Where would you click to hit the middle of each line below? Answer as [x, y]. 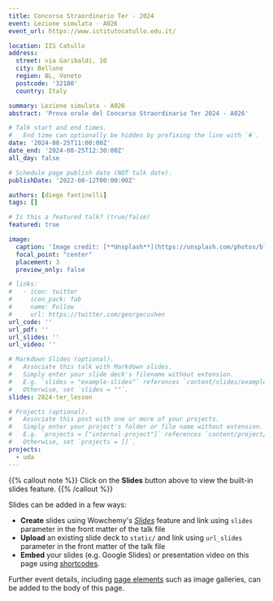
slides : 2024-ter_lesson [50, 397]
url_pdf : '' [28, 330]
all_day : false [34, 158]
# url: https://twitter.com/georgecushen [87, 314]
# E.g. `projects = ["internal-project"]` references [105, 435]
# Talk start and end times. [58, 128]
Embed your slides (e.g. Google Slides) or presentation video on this [134, 555]
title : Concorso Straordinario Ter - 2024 [81, 16]
